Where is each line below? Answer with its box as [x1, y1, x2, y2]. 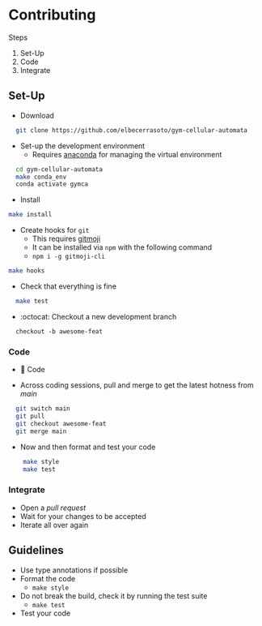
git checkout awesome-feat [15, 419, 107, 427]
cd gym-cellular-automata [15, 165, 104, 174]
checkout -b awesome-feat [15, 327, 104, 336]
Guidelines [8, 543, 64, 557]
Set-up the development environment [19, 140, 146, 151]
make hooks [8, 267, 45, 275]
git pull [15, 412, 45, 421]
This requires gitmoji [32, 234, 101, 244]
